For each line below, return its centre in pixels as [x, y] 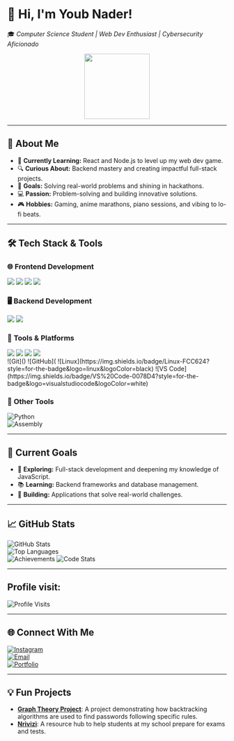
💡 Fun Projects [39, 692]
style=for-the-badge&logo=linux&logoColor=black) [81, 369]
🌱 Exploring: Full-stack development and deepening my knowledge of [118, 469]
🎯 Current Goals [42, 452]
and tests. [32, 731]
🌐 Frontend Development [50, 267]
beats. [32, 214]
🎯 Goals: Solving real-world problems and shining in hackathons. [110, 186]
